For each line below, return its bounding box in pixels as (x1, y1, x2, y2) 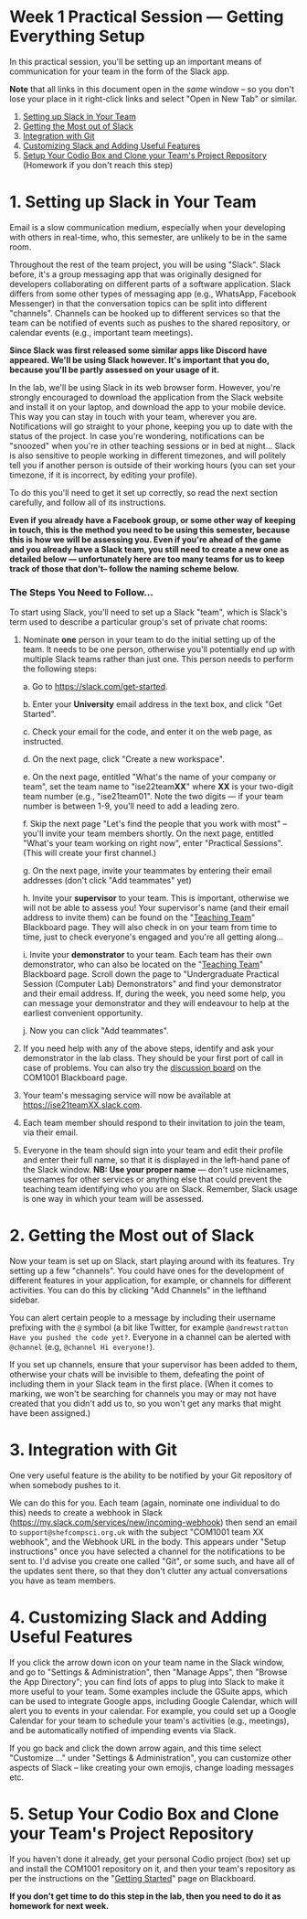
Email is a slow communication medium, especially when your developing (9, 221, 286, 232)
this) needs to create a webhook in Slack (9, 1507, 163, 1518)
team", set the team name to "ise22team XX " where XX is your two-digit (22, 781, 294, 792)
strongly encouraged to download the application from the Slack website (9, 391, 283, 402)
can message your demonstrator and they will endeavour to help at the (22, 998, 290, 1009)
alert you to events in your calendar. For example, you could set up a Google (9, 1705, 297, 1716)
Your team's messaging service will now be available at (22, 1090, 231, 1101)
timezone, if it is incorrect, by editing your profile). (9, 469, 198, 480)
